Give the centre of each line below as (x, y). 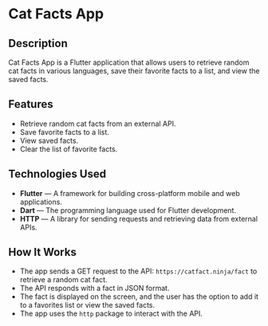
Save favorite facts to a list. (65, 132)
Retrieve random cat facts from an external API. (98, 124)
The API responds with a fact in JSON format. (95, 289)
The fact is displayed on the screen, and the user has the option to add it (139, 297)
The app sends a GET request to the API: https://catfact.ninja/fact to (138, 271)
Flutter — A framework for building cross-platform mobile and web (130, 193)
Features (31, 104)
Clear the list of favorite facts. (69, 149)
